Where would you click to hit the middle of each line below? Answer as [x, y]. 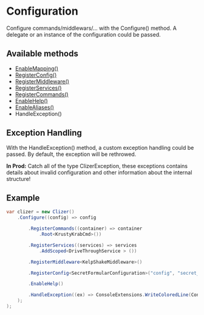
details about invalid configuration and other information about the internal [99, 172]
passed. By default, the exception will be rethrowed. [71, 154]
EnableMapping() [37, 68]
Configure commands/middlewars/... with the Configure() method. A [92, 28]
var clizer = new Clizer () [40, 212]
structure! [19, 179]
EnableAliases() [35, 107]
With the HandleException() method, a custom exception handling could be [100, 147]
